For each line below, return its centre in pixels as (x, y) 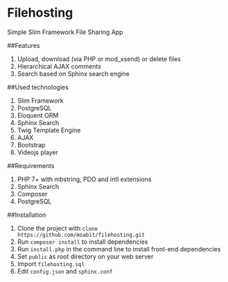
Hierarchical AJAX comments (59, 66)
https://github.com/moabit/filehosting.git (81, 235)
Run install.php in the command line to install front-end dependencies (119, 249)
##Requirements (31, 165)
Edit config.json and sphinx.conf (65, 271)
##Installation (27, 215)
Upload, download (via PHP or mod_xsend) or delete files (99, 59)
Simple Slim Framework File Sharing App (65, 32)
